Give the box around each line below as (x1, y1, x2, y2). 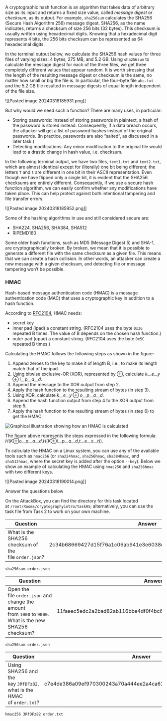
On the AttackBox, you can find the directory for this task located (5, 498, 138, 504)
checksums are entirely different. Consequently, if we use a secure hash (5, 180, 153, 186)
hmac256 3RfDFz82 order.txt (5, 712, 64, 717)
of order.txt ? (7, 699, 40, 706)
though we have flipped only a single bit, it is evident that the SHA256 (5, 175, 148, 180)
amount (7, 605, 26, 612)
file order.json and (7, 592, 52, 599)
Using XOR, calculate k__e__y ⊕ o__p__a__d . (12, 392, 104, 398)
